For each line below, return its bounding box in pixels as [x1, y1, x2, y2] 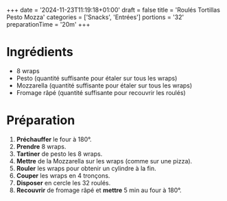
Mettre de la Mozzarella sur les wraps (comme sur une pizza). [16, 157, 193, 165]
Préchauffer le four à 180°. [16, 135, 92, 143]
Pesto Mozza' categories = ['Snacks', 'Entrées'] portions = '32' [6, 13, 184, 21]
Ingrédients [6, 44, 73, 60]
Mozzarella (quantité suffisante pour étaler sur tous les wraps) [16, 81, 193, 90]
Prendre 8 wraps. [16, 142, 67, 150]
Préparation [6, 113, 75, 129]
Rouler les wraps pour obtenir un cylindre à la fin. [16, 164, 156, 172]
